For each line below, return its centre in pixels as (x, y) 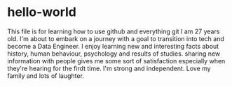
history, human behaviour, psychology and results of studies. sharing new (114, 54)
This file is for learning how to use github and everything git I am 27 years (114, 31)
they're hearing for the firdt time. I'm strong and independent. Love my (109, 68)
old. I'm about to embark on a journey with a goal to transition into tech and (116, 38)
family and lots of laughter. (46, 76)
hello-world (42, 12)
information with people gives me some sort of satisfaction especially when (116, 61)
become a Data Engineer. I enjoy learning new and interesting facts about (113, 46)
